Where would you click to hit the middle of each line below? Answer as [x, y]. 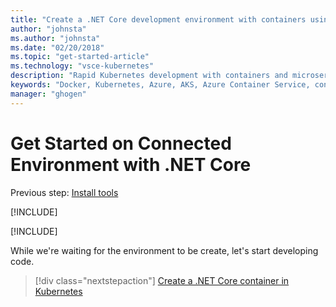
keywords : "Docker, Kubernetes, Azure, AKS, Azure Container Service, [160, 85]
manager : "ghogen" [48, 94]
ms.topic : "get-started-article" [80, 57]
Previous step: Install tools [64, 192]
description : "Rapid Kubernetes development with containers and [149, 76]
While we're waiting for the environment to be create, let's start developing [164, 250]
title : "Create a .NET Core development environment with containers [158, 19]
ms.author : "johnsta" [55, 38]
